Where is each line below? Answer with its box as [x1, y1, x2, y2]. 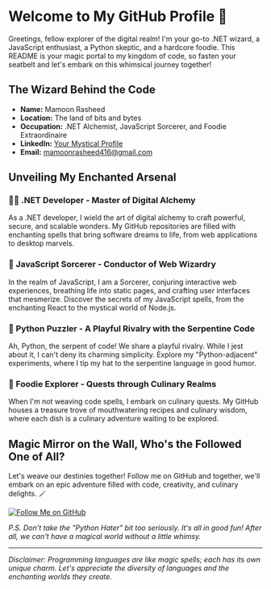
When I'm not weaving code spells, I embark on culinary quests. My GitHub [8, 396, 259, 406]
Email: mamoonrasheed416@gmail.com [19, 147, 153, 156]
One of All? [8, 450, 65, 463]
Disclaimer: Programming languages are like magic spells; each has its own [8, 555, 261, 565]
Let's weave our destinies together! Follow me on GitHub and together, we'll [8, 471, 261, 481]
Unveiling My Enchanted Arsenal [8, 171, 177, 185]
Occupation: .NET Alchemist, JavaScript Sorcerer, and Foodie [19, 121, 227, 131]
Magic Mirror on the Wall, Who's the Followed [8, 437, 242, 450]
